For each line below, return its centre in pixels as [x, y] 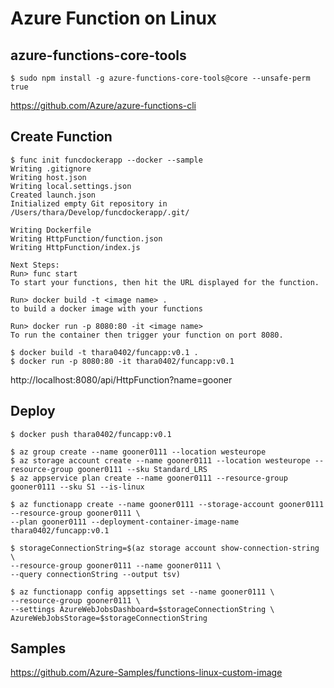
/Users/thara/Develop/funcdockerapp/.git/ [100, 212]
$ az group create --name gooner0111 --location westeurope [138, 452]
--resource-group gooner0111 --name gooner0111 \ [116, 565]
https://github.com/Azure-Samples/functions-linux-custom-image [146, 673]
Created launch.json [53, 195]
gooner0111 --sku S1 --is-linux [77, 487]
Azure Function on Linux [114, 18]
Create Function [61, 137]
